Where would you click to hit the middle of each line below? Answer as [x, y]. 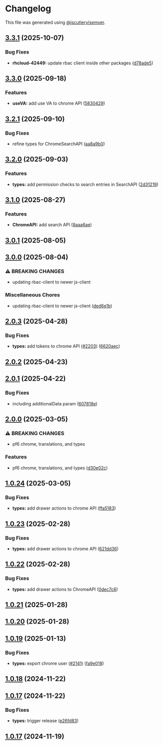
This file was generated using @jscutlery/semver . [55, 22]
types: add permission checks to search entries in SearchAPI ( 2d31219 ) [85, 184]
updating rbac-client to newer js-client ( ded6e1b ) [62, 306]
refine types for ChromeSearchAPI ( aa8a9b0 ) [59, 144]
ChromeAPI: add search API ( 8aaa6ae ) [52, 225]
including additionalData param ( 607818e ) [55, 403]
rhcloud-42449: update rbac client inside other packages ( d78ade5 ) [83, 63]
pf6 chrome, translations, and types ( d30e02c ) [60, 468]
